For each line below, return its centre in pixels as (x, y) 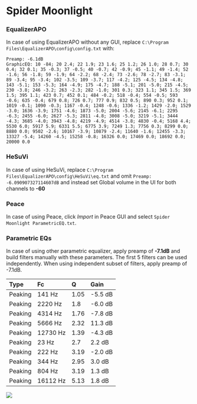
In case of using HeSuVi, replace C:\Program (60, 170)
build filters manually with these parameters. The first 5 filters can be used (97, 258)
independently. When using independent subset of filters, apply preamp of (97, 263)
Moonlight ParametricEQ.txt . (41, 223)
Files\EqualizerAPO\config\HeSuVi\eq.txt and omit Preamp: (79, 176)
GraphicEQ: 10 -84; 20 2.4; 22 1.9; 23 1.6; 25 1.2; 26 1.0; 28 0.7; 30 (97, 64)
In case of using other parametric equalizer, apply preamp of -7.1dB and (93, 251)
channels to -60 (26, 188)
